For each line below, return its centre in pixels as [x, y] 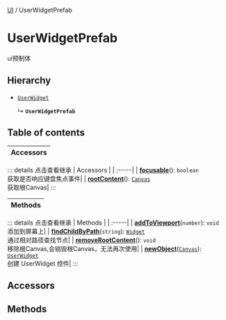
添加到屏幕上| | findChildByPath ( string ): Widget [76, 231]
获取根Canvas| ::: [32, 187]
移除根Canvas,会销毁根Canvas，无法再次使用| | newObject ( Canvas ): [104, 248]
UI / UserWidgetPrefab [40, 10]
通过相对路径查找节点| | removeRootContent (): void [82, 240]
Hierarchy [29, 80]
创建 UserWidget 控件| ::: [43, 263]
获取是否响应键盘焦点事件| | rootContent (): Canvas [79, 178]
